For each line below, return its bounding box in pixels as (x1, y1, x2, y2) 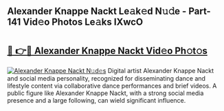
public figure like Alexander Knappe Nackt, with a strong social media (7, 89, 204, 97)
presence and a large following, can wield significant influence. (7, 97, 186, 104)
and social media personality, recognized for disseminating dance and (7, 74, 206, 82)
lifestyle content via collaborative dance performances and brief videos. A (7, 82, 217, 90)
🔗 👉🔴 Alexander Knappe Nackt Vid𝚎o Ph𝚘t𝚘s (7, 45, 208, 57)
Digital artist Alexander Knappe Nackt (107, 67, 214, 74)
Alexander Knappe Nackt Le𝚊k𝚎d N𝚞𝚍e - (7, 6, 187, 17)
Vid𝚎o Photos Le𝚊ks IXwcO (23, 17, 144, 28)
